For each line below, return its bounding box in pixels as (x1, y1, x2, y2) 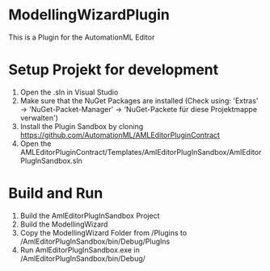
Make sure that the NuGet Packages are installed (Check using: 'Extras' (19, 95, 259, 106)
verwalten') (19, 113, 59, 123)
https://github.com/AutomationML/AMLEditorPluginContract (19, 130, 221, 140)
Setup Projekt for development (8, 60, 219, 79)
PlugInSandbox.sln (19, 156, 83, 165)
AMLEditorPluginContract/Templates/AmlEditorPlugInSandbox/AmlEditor (19, 147, 262, 156)
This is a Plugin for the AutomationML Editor (8, 32, 155, 42)
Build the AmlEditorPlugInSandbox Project (19, 211, 160, 220)
